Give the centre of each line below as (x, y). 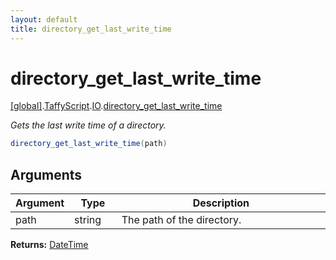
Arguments (46, 174)
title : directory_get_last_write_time (91, 29)
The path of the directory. (181, 220)
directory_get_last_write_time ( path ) (89, 144)
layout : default (44, 19)
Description (221, 203)
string (88, 220)
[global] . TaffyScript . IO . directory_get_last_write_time (116, 106)
